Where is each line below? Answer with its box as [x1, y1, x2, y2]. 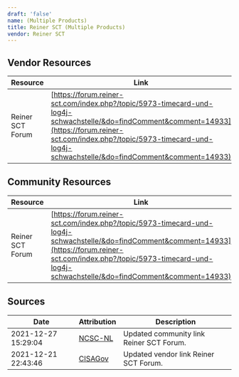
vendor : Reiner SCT [7, 30, 65, 38]
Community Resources [7, 176, 112, 188]
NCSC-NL [78, 333, 114, 343]
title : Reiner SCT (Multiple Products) [7, 23, 126, 31]
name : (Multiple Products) [7, 17, 87, 24]
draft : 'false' [7, 10, 53, 18]
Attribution [78, 317, 117, 326]
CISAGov [78, 354, 109, 363]
